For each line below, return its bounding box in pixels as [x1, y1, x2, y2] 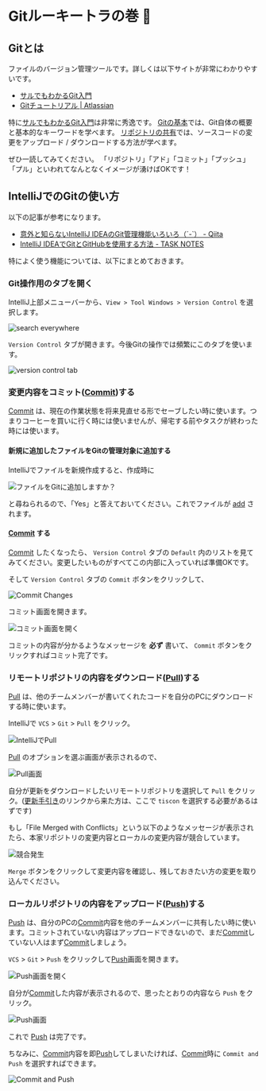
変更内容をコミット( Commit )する [8, 387, 135, 398]
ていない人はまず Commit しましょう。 [8, 938, 131, 947]
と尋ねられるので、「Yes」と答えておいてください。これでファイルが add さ [8, 498, 254, 509]
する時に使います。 [8, 702, 71, 711]
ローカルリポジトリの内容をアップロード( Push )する [8, 899, 206, 910]
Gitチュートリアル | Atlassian [19, 101, 114, 110]
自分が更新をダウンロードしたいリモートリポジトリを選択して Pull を [8, 786, 236, 795]
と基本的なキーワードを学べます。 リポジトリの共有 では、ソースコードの [8, 128, 246, 137]
